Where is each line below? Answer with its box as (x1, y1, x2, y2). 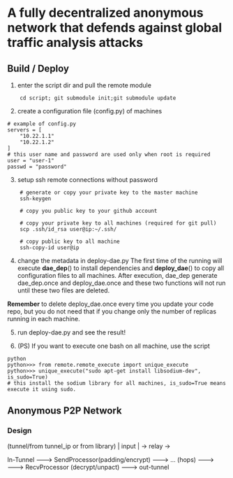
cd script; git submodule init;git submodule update (20, 94, 176, 101)
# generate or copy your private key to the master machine (20, 189, 198, 196)
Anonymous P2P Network (7, 405, 122, 417)
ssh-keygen (20, 195, 52, 202)
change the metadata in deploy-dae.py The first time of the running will (17, 257, 223, 265)
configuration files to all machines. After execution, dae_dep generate (17, 272, 218, 279)
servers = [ (7, 127, 42, 134)
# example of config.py (7, 120, 77, 127)
